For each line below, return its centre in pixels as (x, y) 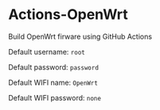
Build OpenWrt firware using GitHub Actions (80, 36)
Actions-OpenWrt (68, 15)
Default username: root (47, 51)
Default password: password (54, 67)
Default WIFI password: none (55, 97)
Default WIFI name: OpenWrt (53, 82)
